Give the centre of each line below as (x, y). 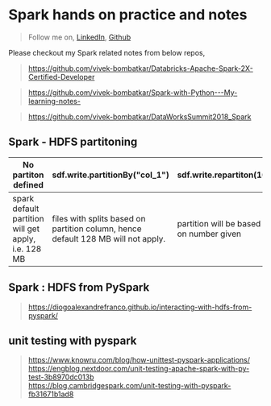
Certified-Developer (61, 77)
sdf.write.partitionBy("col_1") (110, 175)
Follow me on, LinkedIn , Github (79, 37)
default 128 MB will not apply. (109, 238)
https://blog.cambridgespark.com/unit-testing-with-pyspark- (129, 386)
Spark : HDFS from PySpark (79, 288)
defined (29, 184)
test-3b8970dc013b (61, 377)
